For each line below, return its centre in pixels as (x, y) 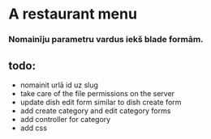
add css (33, 128)
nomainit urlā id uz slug (59, 85)
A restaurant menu (73, 14)
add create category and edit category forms (95, 111)
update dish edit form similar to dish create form (101, 102)
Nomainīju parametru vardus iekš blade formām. (106, 40)
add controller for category (65, 119)
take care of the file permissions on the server (97, 93)
